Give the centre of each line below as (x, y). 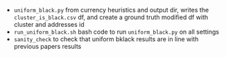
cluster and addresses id (49, 24)
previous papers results (47, 46)
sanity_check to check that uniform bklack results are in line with (106, 39)
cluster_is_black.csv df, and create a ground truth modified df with (111, 17)
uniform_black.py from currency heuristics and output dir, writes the (111, 10)
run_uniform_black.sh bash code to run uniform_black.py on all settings (116, 32)
